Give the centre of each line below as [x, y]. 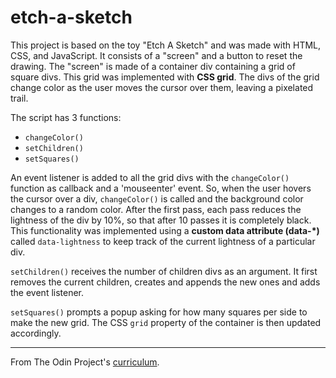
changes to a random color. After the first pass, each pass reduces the [156, 209]
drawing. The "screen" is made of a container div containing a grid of [153, 66]
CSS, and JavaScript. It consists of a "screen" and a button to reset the [156, 55]
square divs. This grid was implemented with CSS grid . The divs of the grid [165, 77]
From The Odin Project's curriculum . [85, 362]
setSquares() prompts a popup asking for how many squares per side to [159, 312]
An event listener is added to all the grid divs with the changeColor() [150, 177]
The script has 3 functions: [66, 117]
